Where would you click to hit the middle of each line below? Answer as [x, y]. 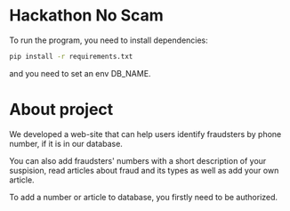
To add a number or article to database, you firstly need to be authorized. [144, 197]
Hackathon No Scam [87, 16]
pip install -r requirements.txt [71, 56]
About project [61, 110]
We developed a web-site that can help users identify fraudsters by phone [145, 134]
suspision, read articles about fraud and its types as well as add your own [144, 170]
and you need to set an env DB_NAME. [80, 73]
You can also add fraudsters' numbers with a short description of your [138, 160]
